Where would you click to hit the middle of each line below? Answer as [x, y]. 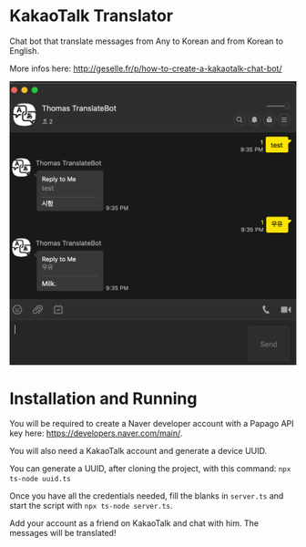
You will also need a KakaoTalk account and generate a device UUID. [138, 451]
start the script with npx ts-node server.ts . [91, 506]
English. [24, 50]
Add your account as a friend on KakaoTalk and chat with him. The [134, 523]
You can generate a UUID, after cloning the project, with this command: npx [150, 469]
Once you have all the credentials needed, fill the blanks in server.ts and [147, 496]
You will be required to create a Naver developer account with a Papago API [152, 424]
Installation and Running [103, 398]
